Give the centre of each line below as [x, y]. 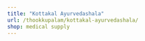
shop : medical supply [39, 26]
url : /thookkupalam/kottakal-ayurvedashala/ [73, 20]
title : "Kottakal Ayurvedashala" [56, 14]
